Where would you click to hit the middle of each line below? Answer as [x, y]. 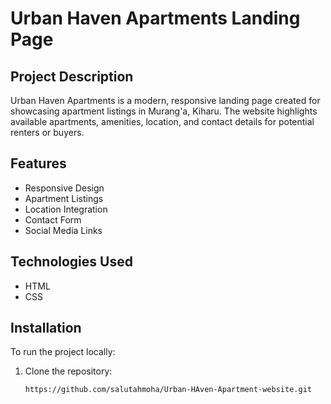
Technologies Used [71, 262]
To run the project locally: [63, 352]
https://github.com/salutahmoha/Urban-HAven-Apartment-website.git [168, 390]
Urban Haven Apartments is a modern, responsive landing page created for [165, 100]
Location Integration [66, 209]
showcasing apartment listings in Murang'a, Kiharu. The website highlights [164, 111]
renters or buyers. [47, 132]
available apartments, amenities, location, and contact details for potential [162, 121]
